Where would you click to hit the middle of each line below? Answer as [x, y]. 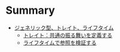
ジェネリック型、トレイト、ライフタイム [64, 27]
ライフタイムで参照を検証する [60, 42]
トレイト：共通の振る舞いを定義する [68, 35]
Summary [30, 10]
